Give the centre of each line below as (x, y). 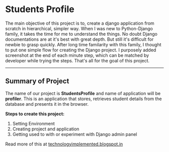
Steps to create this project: (35, 114)
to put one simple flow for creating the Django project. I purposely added (81, 50)
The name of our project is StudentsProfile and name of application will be (83, 93)
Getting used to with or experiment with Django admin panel (75, 134)
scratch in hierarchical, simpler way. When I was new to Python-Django (79, 28)
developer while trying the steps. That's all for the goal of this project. (77, 60)
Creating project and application (46, 129)
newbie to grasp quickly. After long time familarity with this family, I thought (83, 44)
